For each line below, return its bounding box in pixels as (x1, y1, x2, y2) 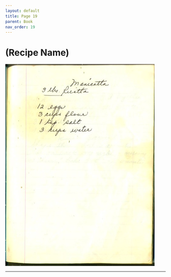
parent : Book (5, 19, 33, 24)
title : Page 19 (5, 13, 38, 19)
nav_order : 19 (5, 24, 36, 30)
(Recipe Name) (5, 47, 70, 59)
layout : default (5, 8, 40, 13)
